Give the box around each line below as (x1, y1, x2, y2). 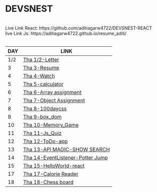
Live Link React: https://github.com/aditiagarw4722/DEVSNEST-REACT (5, 25, 152, 31)
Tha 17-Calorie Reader (23, 170, 79, 177)
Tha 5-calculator (23, 80, 64, 87)
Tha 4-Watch (23, 72, 55, 79)
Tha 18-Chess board (23, 178, 74, 185)
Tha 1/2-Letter (23, 56, 59, 63)
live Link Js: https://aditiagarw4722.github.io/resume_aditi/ (5, 30, 127, 36)
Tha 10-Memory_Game (23, 121, 79, 128)
